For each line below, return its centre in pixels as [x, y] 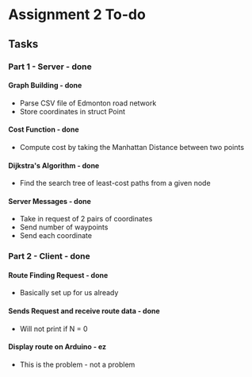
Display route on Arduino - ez [57, 347]
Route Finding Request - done [58, 275]
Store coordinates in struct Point [72, 111]
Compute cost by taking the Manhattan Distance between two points [132, 147]
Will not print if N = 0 [54, 329]
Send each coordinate [56, 236]
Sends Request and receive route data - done [84, 311]
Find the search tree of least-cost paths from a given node [115, 183]
